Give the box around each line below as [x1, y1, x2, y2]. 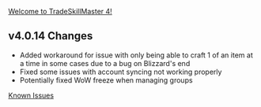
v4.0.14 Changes [8, 29, 93, 42]
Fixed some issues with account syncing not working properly [19, 67, 222, 76]
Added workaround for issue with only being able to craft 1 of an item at [19, 50, 253, 60]
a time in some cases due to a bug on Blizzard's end [19, 58, 191, 68]
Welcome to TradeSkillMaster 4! [8, 7, 112, 16]
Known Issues [8, 90, 54, 100]
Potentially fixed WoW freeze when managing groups [19, 75, 193, 85]
